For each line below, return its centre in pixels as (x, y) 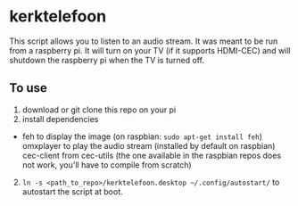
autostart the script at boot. (72, 191)
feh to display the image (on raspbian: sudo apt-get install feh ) (142, 136)
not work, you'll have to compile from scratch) (107, 165)
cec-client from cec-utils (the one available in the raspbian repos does (152, 155)
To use (28, 88)
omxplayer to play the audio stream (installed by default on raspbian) (149, 145)
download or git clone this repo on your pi (99, 110)
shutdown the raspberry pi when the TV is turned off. (107, 60)
